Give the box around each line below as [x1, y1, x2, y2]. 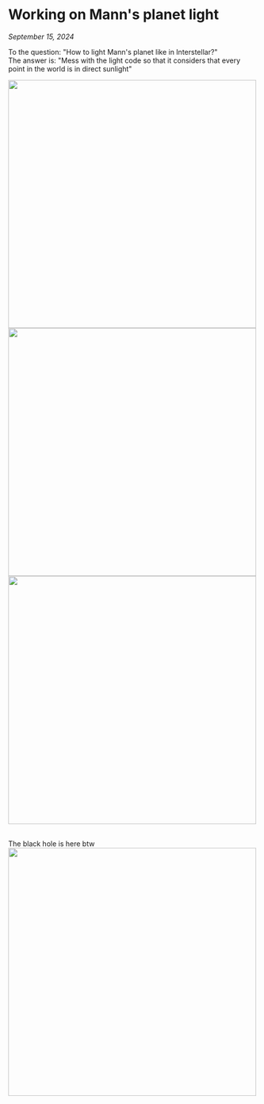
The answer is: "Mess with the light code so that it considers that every [8, 56, 241, 65]
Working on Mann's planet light [8, 6, 220, 24]
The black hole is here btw [8, 839, 95, 848]
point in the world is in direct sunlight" [8, 63, 132, 73]
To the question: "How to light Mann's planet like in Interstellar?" [8, 47, 218, 56]
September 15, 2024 [8, 32, 75, 41]
